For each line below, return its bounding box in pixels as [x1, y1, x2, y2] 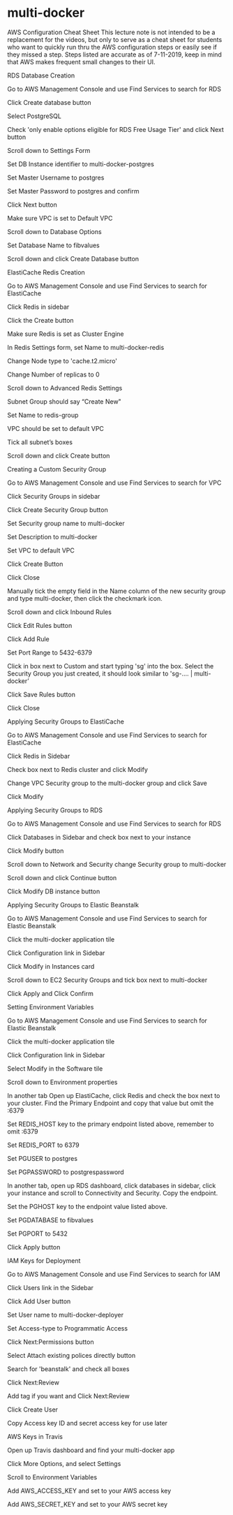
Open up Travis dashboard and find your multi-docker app [7, 1446, 175, 1454]
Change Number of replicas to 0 [7, 370, 100, 379]
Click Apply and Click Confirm [7, 989, 94, 997]
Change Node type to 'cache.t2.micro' [7, 356, 117, 365]
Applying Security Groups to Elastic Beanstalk [7, 900, 140, 909]
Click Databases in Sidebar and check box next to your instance [7, 833, 191, 841]
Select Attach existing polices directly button [7, 1351, 136, 1359]
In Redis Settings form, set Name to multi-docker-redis [7, 343, 165, 351]
